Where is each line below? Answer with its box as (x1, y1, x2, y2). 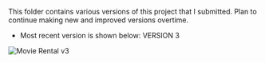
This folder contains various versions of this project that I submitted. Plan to (8, 7, 257, 16)
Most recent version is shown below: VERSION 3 (19, 31, 180, 40)
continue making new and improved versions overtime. (8, 15, 189, 25)
